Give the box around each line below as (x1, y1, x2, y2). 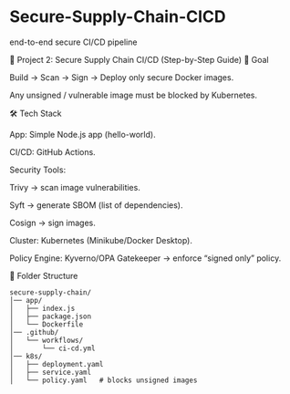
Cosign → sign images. (9, 217, 96, 228)
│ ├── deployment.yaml (9, 359, 104, 368)
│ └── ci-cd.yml (9, 344, 96, 353)
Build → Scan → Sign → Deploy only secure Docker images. (9, 71, 234, 83)
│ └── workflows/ (9, 336, 84, 345)
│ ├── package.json (9, 312, 92, 321)
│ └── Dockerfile (9, 319, 84, 329)
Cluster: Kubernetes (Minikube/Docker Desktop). (9, 234, 193, 245)
